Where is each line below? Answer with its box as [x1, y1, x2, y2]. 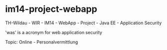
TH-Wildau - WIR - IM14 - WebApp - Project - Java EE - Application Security [5, 20, 162, 26]
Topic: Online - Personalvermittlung [5, 39, 78, 45]
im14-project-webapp [5, 3, 97, 15]
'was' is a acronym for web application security [5, 29, 102, 35]
